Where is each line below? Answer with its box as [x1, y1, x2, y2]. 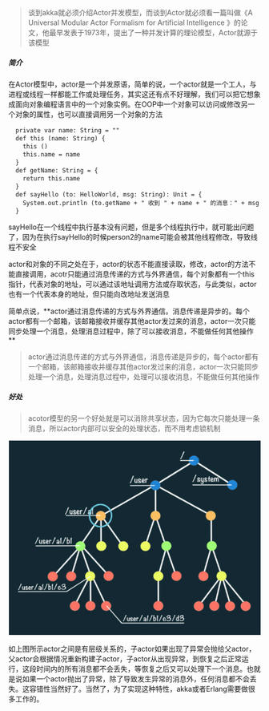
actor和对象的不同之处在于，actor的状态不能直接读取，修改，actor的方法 [8, 259, 249, 269]
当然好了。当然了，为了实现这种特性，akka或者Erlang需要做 [50, 685, 249, 694]
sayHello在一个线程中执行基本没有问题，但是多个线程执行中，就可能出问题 [8, 222, 255, 232]
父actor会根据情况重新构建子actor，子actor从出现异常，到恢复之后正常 [8, 654, 242, 664]
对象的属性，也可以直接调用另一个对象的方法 [14, 109, 163, 119]
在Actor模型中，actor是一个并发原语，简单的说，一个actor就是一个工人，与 [8, 79, 257, 89]
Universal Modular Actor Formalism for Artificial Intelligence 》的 [27, 18, 242, 27]
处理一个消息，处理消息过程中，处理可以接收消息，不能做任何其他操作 [27, 372, 260, 382]
